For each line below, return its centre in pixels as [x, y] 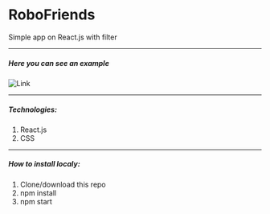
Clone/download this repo [63, 184]
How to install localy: [44, 164]
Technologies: [33, 109]
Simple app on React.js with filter [63, 37]
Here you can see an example [59, 63]
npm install [38, 193]
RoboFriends [52, 15]
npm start [36, 201]
